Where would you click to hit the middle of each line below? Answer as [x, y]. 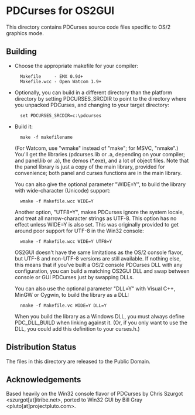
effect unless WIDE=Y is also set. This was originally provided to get [97, 224]
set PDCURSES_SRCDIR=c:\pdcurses [61, 115]
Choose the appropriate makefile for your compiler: [76, 66]
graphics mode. [25, 33]
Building [21, 52]
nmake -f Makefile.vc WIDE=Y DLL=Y [64, 306]
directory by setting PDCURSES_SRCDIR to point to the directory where [100, 98]
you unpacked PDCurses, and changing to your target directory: [92, 105]
